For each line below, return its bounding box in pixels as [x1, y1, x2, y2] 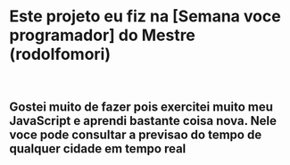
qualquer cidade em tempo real [9, 141, 186, 157]
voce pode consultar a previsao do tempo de [9, 128, 262, 143]
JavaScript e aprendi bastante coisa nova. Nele [9, 113, 277, 128]
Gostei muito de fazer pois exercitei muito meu [9, 100, 274, 115]
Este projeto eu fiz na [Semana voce [9, 6, 281, 27]
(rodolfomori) [9, 45, 112, 64]
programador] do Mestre [9, 25, 196, 45]
